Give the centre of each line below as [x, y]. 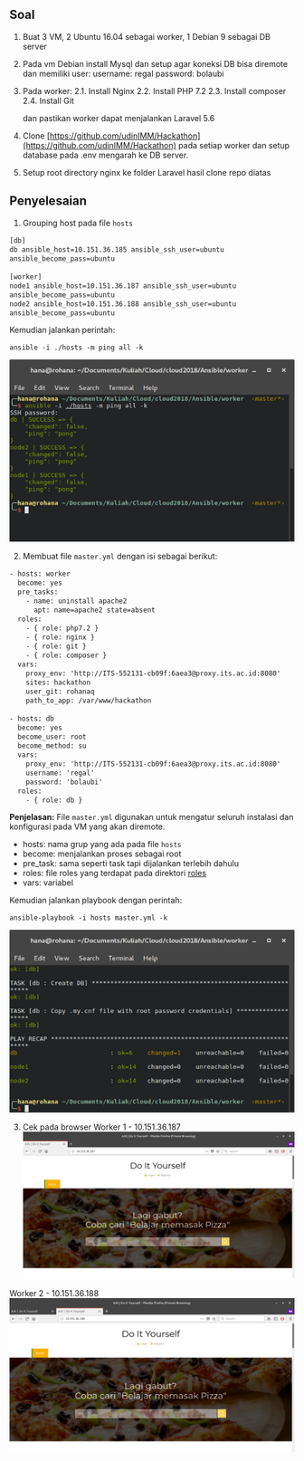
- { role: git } [57, 646]
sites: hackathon [58, 683]
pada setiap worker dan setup [234, 145]
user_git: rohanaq [60, 692]
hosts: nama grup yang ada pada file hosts [102, 845]
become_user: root [52, 737]
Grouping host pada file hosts [78, 223]
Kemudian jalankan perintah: [62, 329]
